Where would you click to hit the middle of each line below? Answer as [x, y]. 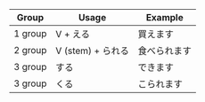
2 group [30, 50]
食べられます [164, 51]
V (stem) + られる [92, 51]
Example [165, 17]
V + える [73, 34]
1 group [30, 33]
